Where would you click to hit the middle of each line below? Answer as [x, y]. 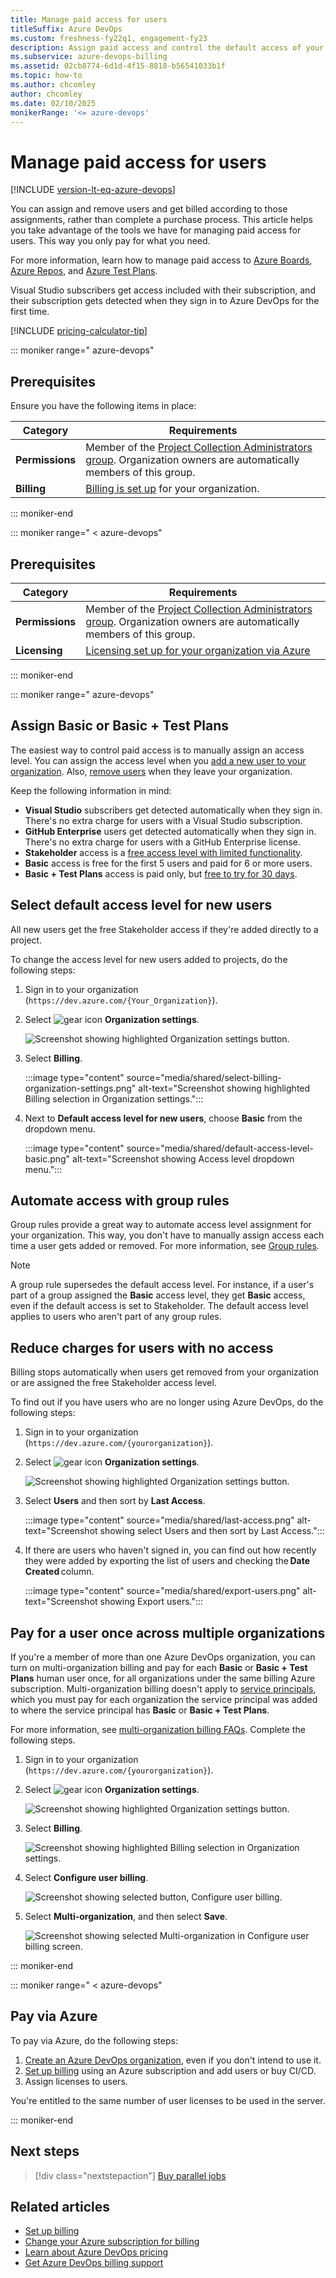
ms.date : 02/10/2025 [53, 103]
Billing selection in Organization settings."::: [114, 1098]
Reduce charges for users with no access [142, 1347]
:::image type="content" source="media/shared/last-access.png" [159, 1520]
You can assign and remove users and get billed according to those [149, 209]
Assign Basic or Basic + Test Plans [119, 726]
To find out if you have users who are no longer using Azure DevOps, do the [167, 1402]
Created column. [59, 1572]
